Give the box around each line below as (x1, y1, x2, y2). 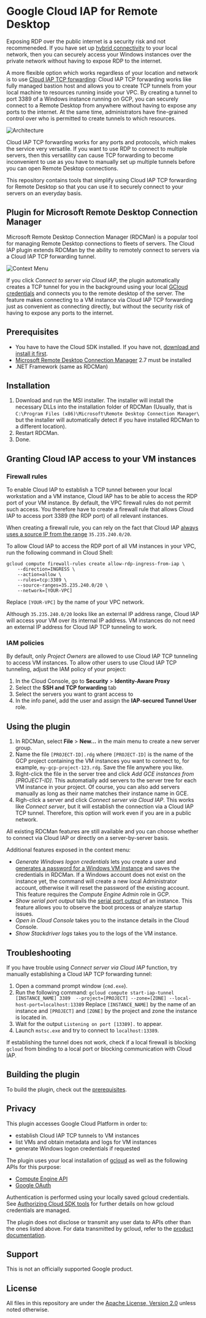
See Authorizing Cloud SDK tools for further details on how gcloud (6, 1200, 174, 1207)
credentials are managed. (6, 1206, 71, 1214)
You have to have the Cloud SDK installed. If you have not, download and (15, 343, 200, 350)
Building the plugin (6, 1069, 80, 1080)
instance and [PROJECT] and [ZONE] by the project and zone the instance (15, 1007, 197, 1014)
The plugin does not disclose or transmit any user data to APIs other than (6, 1218, 191, 1225)
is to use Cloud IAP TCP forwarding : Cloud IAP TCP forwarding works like (6, 75, 192, 83)
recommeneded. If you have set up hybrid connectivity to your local (6, 44, 178, 52)
